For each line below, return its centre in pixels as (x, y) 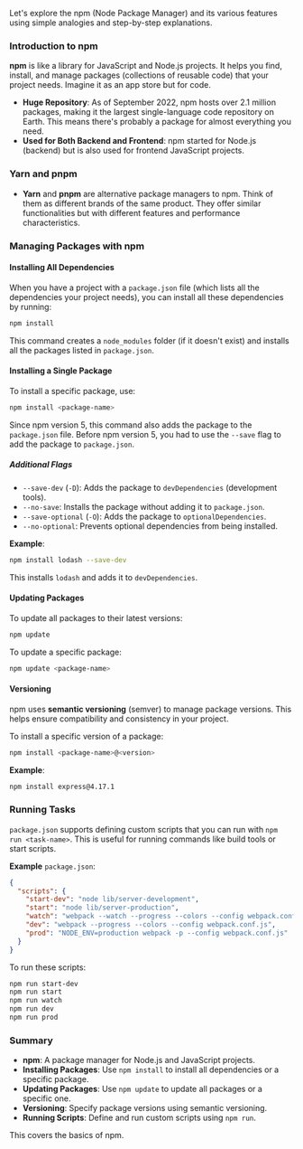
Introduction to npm (54, 46)
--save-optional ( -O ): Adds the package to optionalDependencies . (144, 516)
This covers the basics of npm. (67, 1135)
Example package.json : (53, 866)
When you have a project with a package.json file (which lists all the (134, 287)
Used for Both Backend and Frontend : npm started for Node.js (139, 141)
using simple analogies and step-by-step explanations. (111, 23)
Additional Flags (41, 465)
